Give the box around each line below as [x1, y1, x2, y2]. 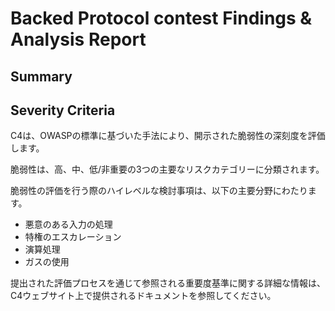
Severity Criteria [10, 102, 116, 119]
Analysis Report [10, 28, 147, 51]
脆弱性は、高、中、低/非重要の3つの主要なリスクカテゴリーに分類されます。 [10, 163, 325, 176]
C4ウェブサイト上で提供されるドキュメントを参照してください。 [10, 290, 277, 302]
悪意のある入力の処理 [24, 218, 113, 231]
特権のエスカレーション [24, 231, 122, 243]
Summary [10, 68, 73, 85]
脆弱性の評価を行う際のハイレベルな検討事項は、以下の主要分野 [10, 185, 273, 197]
